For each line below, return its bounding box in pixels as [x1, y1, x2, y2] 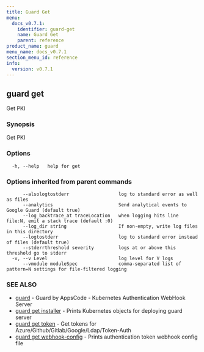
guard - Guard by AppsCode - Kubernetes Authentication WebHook [15, 294, 186, 302]
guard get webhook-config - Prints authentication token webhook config [15, 333, 198, 340]
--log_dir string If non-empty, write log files [22, 223, 199, 230]
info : [6, 60, 20, 66]
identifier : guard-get [17, 26, 75, 32]
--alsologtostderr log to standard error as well [22, 191, 199, 198]
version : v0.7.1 [12, 66, 53, 72]
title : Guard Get [6, 9, 51, 15]
